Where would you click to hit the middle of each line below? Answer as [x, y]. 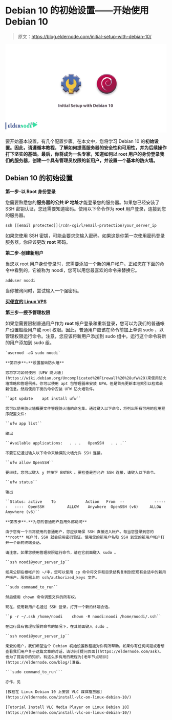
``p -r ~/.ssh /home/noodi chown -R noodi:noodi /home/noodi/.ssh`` [83, 617]
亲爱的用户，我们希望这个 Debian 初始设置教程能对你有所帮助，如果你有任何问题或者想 [85, 646]
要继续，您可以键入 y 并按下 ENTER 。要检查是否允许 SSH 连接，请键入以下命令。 [81, 472]
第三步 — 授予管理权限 [28, 312]
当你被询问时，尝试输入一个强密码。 [44, 290]
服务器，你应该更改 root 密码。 [38, 242]
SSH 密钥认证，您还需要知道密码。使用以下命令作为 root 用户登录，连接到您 [86, 208]
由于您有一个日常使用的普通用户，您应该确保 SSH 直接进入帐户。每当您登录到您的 [80, 532]
